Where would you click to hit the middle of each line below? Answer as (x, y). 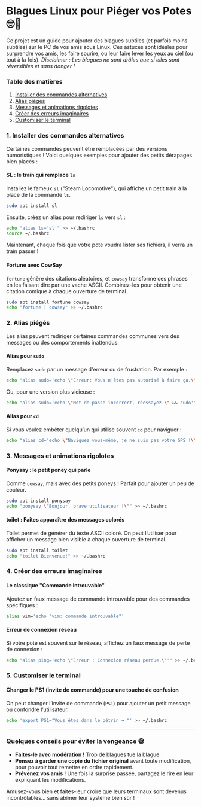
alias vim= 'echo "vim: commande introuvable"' (65, 616)
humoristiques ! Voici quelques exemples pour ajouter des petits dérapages (99, 155)
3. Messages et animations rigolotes (60, 456)
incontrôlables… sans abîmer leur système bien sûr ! (71, 797)
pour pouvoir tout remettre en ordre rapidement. (74, 767)
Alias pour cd (22, 416)
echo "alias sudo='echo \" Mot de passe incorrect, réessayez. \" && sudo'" (101, 403)
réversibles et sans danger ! (41, 66)
